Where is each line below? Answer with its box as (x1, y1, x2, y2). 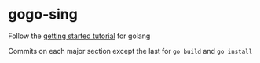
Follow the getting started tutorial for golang (8, 31, 151, 40)
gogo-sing (8, 5, 79, 23)
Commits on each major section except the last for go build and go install (8, 46, 253, 55)
